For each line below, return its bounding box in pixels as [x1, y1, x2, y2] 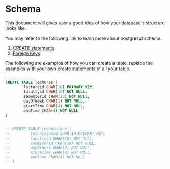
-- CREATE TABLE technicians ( [5, 126, 72, 131]
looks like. [5, 25, 26, 31]
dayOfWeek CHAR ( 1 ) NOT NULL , [23, 98, 86, 104]
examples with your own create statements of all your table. [5, 65, 131, 72]
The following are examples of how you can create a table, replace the [5, 60, 153, 66]
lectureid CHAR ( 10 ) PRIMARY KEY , [23, 84, 95, 89]
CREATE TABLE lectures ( [5, 80, 58, 85]
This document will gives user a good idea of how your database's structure [5, 20, 165, 26]
